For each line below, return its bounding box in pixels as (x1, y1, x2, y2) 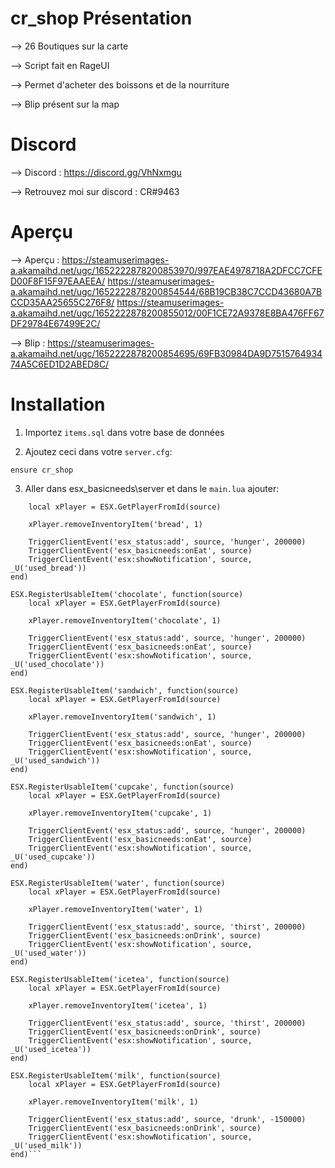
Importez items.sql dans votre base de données (24, 426, 225, 438)
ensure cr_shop (10, 465, 74, 475)
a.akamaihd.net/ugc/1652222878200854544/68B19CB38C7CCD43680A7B (10, 285, 323, 297)
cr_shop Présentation (10, 7, 193, 30)
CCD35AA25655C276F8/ (10, 296, 115, 308)
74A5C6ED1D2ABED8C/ (10, 358, 110, 370)
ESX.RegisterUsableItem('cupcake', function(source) (10, 782, 235, 792)
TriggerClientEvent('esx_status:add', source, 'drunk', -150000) (28, 1114, 307, 1124)
